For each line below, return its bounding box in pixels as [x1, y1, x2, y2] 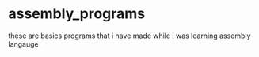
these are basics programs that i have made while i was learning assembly [8, 31, 251, 40]
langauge [8, 39, 39, 48]
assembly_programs [8, 5, 146, 23]
